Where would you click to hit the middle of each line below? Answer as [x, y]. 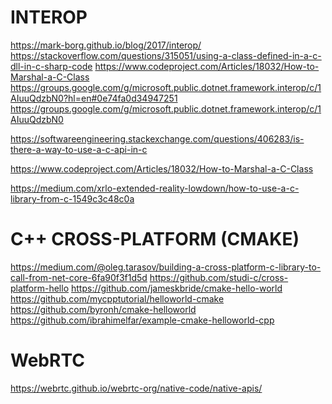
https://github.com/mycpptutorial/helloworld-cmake [117, 298]
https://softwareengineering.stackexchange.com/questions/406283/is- [157, 138]
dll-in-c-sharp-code [51, 66]
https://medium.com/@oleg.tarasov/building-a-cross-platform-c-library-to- [166, 267]
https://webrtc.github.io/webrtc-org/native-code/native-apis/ [136, 388]
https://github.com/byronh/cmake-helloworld [103, 309]
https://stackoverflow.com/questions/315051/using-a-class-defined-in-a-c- [166, 55]
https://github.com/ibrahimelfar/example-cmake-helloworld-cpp [142, 320]
